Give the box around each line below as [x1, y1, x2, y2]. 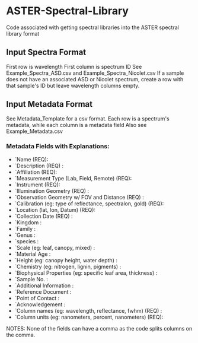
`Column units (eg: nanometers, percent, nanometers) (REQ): [14, 313, 164, 320]
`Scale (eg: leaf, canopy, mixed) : [14, 244, 95, 251]
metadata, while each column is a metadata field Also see [6, 121, 147, 128]
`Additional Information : [14, 282, 74, 289]
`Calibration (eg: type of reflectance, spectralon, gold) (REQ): [14, 200, 164, 207]
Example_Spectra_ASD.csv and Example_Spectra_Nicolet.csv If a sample [6, 69, 184, 77]
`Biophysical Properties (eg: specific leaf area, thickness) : [14, 269, 158, 277]
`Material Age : [14, 250, 51, 258]
